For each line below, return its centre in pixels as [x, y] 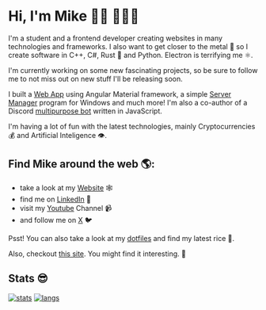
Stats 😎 [28, 279]
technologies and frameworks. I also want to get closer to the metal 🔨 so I [128, 46]
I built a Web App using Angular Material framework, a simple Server [120, 94]
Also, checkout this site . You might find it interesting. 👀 [97, 254]
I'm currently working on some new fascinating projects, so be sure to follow [133, 70]
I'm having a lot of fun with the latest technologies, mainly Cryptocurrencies [132, 126]
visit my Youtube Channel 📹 [66, 208]
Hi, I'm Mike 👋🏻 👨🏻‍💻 [74, 16]
